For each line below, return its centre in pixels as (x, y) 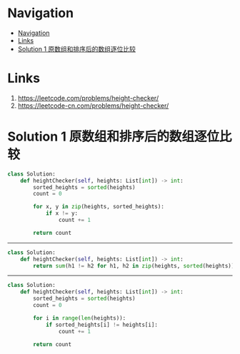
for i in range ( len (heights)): (80, 318)
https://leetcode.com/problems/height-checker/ (88, 98)
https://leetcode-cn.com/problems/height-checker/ (93, 106)
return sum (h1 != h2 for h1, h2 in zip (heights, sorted (118, 265)
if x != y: (62, 213)
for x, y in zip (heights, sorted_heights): (99, 207)
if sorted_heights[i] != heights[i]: (102, 325)
